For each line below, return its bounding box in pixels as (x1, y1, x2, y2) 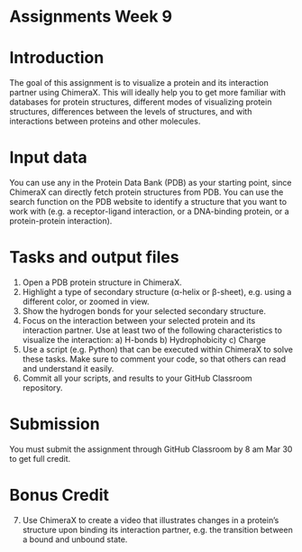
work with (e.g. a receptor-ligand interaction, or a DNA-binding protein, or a (9, 206, 290, 217)
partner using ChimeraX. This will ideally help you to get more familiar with (9, 87, 286, 98)
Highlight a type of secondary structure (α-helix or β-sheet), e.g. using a (22, 287, 292, 297)
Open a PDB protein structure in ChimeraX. (22, 277, 182, 288)
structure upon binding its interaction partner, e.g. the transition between (22, 524, 293, 535)
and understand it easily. (22, 363, 114, 373)
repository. (22, 382, 63, 393)
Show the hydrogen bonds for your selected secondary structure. (22, 306, 266, 317)
